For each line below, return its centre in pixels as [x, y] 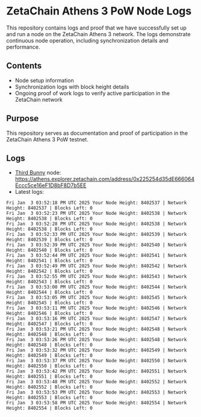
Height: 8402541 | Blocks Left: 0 [50, 261]
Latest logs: [29, 192]
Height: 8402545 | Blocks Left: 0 [50, 303]
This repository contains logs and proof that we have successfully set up [96, 28]
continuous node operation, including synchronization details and [87, 40]
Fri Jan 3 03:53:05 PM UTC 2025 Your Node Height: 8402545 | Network [97, 298]
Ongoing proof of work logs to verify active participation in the [92, 93]
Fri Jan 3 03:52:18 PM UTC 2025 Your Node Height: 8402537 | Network [97, 203]
